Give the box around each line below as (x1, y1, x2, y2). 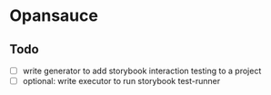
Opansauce (9, 5, 98, 26)
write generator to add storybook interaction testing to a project (22, 65, 262, 76)
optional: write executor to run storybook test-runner (22, 76, 221, 87)
